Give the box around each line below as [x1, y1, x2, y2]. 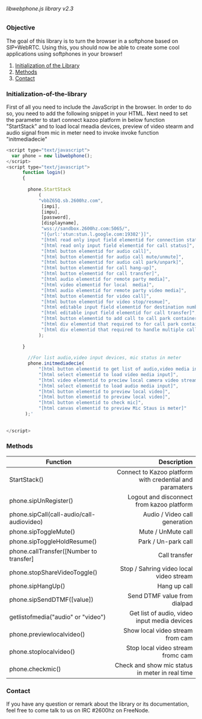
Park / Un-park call [138, 537, 193, 546]
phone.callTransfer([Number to [9, 547, 97, 555]
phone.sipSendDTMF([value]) [9, 595, 94, 604]
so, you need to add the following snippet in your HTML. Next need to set [6, 109, 188, 117]
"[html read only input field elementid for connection [41, 237, 185, 243]
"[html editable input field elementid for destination [41, 304, 185, 310]
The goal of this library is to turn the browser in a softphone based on [6, 37, 179, 45]
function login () [22, 170, 66, 176]
